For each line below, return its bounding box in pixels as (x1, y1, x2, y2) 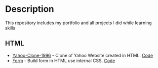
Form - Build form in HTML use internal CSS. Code (12, 58, 115, 64)
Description (5, 3, 54, 15)
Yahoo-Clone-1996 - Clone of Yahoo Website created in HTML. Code (12, 52, 153, 58)
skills (5, 25, 16, 31)
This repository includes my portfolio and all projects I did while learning (5, 20, 152, 26)
